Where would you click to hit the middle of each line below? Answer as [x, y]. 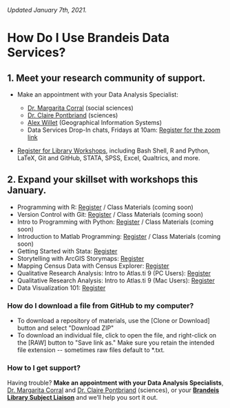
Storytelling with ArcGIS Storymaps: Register [81, 258]
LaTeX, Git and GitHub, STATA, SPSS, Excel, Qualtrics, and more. [109, 158]
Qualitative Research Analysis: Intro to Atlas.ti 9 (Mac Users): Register [116, 280]
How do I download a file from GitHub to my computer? [101, 305]
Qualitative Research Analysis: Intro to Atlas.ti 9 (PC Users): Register [114, 273]
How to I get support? [44, 368]
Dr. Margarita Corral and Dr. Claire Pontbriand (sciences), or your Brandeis [113, 390]
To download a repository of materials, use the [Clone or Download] [113, 321]
